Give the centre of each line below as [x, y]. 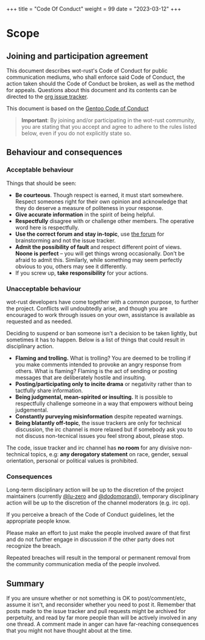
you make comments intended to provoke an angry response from [98, 364]
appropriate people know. [38, 521]
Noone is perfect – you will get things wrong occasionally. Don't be [100, 253]
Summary [25, 584]
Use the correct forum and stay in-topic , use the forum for [90, 234]
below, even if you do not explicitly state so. [76, 133]
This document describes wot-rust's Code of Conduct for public [87, 71]
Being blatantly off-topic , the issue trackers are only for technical [98, 423]
